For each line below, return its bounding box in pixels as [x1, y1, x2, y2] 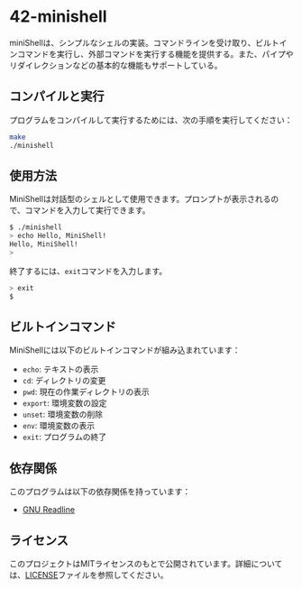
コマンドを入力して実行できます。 [24, 205, 151, 216]
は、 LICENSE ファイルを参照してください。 [9, 570, 169, 580]
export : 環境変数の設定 [22, 398, 107, 409]
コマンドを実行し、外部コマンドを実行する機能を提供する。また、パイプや [16, 48, 294, 60]
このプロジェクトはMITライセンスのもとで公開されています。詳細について [9, 558, 283, 569]
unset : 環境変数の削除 [22, 409, 104, 420]
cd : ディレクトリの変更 [22, 375, 106, 386]
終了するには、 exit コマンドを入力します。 [9, 265, 168, 276]
